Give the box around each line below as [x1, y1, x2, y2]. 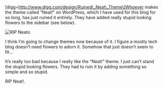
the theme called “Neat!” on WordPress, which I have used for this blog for [5, 9, 156, 15]
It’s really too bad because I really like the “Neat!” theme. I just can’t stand [5, 59, 155, 64]
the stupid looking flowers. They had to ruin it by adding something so [5, 64, 147, 69]
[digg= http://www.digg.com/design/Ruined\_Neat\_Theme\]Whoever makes [5, 4, 159, 10]
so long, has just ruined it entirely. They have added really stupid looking [5, 15, 152, 20]
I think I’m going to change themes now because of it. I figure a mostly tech [5, 39, 158, 44]
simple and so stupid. [5, 69, 49, 75]
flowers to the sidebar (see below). [5, 20, 76, 25]
